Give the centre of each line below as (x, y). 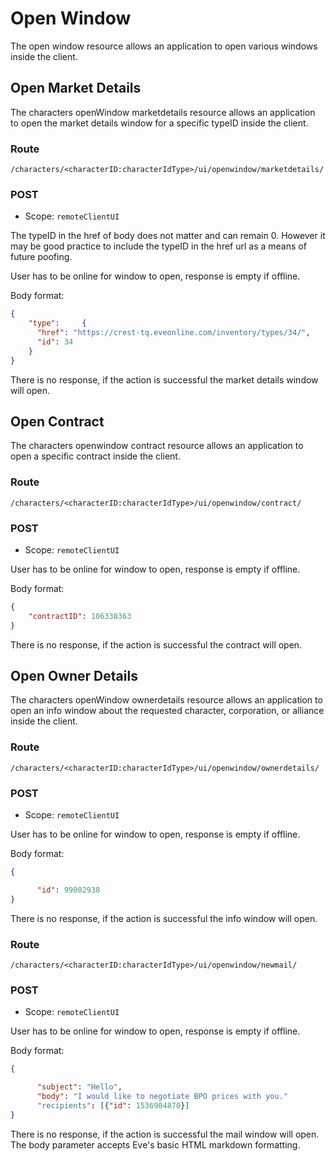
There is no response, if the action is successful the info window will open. (164, 918)
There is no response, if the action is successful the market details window (164, 379)
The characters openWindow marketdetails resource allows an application (163, 112)
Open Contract (57, 421)
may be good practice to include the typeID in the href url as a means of (158, 246)
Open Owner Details (74, 676)
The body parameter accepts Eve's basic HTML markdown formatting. (155, 1144)
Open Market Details (76, 88)
